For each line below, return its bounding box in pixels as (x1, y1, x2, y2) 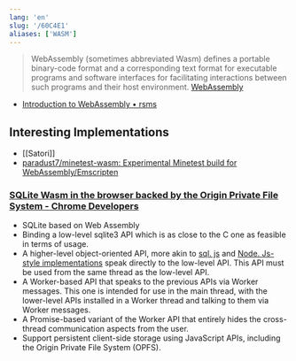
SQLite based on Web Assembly (21, 220, 140, 231)
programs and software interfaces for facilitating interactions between (30, 73, 287, 83)
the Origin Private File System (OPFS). (21, 342, 161, 353)
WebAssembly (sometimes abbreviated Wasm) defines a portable (30, 54, 270, 65)
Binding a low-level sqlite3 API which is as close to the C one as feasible (21, 229, 286, 240)
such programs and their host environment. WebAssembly (30, 81, 244, 93)
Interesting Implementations (9, 125, 170, 140)
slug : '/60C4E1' (9, 21, 69, 30)
